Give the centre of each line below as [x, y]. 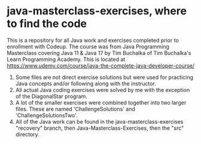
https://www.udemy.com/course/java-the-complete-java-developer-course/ [101, 65]
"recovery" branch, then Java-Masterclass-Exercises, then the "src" [100, 128]
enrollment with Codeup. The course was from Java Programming [88, 47]
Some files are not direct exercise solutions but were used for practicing [104, 77]
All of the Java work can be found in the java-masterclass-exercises [99, 121]
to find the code [47, 24]
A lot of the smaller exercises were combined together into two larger [101, 102]
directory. [27, 134]
